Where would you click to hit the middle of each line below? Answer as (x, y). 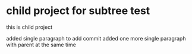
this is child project (29, 27)
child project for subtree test (78, 11)
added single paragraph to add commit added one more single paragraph (96, 38)
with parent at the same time (41, 45)
